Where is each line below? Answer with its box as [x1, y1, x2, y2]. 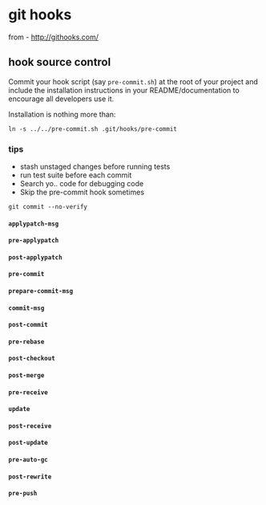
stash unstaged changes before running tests [19, 162, 171, 172]
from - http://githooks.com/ [8, 32, 99, 42]
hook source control [8, 55, 111, 69]
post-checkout [8, 355, 56, 363]
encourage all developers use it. [8, 94, 115, 104]
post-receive [8, 422, 52, 430]
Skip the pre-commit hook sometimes [19, 187, 145, 198]
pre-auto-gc [8, 455, 48, 463]
